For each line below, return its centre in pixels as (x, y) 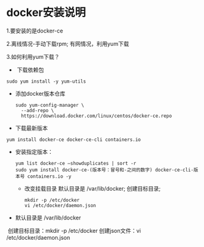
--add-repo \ (38, 110)
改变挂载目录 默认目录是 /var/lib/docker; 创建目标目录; (93, 188)
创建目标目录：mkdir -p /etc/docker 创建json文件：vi (74, 230)
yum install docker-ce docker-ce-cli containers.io (74, 139)
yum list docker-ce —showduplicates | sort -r (76, 163)
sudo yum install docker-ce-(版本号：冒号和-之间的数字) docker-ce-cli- (104, 170)
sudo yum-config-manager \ (50, 105)
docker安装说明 (46, 13)
